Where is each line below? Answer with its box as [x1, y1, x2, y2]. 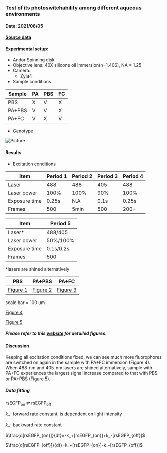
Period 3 [97, 173, 118, 180]
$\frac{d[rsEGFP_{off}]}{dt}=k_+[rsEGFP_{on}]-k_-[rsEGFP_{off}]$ [5, 442, 143, 448]
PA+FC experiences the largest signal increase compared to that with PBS [5, 370, 158, 376]
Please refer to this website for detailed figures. [5, 330, 107, 336]
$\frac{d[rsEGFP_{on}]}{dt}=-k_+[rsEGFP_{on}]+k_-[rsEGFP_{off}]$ [5, 432, 145, 439]
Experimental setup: [5, 46, 49, 52]
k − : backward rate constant [5, 422, 62, 429]
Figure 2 [32, 286, 52, 293]
